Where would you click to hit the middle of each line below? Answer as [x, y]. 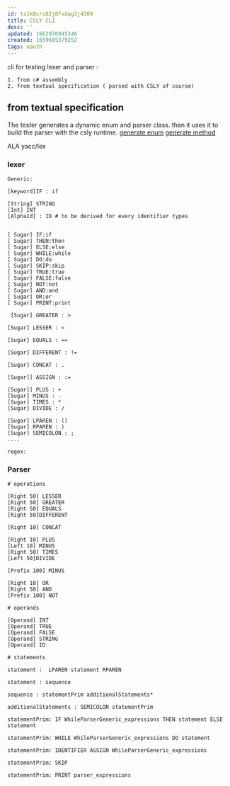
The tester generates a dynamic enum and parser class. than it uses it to [113, 125]
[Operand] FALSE [31, 633]
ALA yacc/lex [27, 146]
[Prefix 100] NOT [33, 596]
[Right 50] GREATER [36, 503]
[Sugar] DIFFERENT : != [42, 353]
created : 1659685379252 [42, 40]
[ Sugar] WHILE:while [39, 254]
